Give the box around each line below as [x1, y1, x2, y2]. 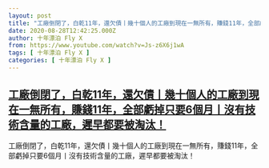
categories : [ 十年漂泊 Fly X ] [8, 57, 112, 65]
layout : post [8, 11, 52, 20]
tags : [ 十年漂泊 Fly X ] [8, 49, 90, 57]
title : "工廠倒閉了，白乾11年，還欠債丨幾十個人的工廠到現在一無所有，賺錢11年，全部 [8, 19, 260, 27]
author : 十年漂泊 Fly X [8, 34, 82, 42]
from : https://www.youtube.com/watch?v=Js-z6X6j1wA [8, 42, 184, 50]
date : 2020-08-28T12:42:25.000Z [8, 26, 116, 34]
